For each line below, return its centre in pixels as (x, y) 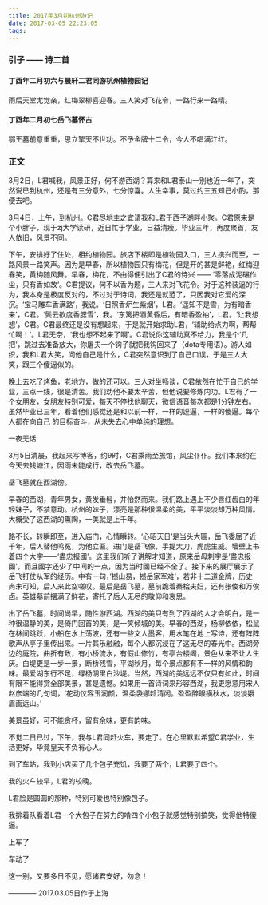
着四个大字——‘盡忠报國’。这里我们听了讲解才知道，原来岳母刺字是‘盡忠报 (130, 556)
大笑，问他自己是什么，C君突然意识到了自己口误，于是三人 (144, 354)
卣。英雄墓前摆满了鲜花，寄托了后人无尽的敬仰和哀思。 (99, 596)
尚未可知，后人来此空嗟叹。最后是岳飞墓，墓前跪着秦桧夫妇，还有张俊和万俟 (134, 586)
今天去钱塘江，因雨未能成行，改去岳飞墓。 (78, 465)
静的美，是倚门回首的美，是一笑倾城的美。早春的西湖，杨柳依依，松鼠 (144, 623)
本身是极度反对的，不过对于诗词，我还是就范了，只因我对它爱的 (134, 294)
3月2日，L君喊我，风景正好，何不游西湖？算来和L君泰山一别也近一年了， (128, 180)
